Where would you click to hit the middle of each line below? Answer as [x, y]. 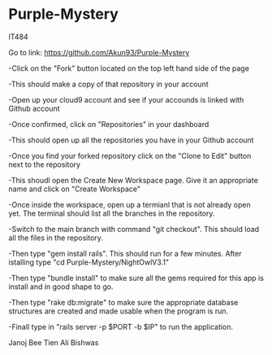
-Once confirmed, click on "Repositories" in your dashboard [109, 124]
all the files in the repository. [56, 238]
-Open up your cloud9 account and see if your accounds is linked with [126, 99]
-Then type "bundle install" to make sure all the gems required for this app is [136, 278]
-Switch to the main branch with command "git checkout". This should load [134, 229]
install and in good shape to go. [61, 287]
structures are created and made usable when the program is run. [119, 311]
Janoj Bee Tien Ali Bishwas [54, 342]
